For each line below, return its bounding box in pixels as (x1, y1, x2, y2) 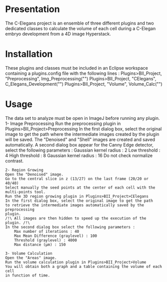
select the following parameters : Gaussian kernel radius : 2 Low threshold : (5, 147, 160, 153)
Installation (5, 49, 53, 60)
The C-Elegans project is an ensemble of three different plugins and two (5, 20, 154, 26)
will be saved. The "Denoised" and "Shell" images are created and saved (5, 136, 155, 143)
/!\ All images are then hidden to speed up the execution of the (5, 216, 146, 221)
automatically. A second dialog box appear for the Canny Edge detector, (5, 142, 154, 148)
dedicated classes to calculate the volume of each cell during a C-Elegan (5, 25, 156, 31)
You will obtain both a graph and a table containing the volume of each (5, 264, 162, 269)
